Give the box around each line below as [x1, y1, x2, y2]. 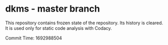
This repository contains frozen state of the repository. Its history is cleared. [5, 20, 163, 26]
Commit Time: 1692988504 [5, 35, 62, 41]
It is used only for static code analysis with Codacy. [5, 25, 112, 31]
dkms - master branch [5, 3, 100, 15]
